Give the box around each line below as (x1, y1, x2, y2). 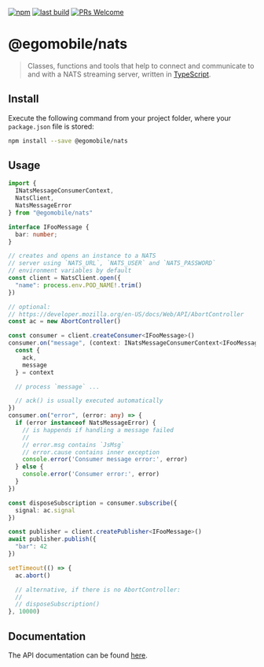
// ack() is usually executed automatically (15, 397, 163, 405)
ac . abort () (15, 572, 51, 579)
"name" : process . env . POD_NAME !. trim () (15, 281, 143, 289)
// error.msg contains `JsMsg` (22, 441, 125, 449)
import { (8, 180, 37, 188)
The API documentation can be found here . (8, 650, 148, 660)
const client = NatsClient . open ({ (8, 274, 122, 282)
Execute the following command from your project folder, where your (8, 113, 232, 122)
